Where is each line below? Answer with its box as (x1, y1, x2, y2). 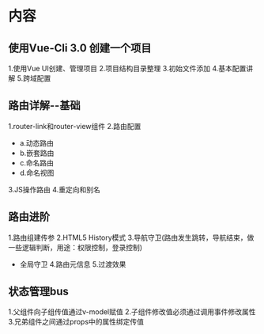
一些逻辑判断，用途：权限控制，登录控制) (8, 242, 143, 252)
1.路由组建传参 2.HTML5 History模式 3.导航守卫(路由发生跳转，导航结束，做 (8, 233, 255, 242)
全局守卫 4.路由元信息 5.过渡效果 (19, 259, 126, 269)
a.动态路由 (19, 138, 54, 147)
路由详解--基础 (8, 99, 81, 112)
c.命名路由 (19, 158, 54, 167)
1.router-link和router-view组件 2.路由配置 (8, 121, 141, 131)
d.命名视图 (19, 168, 55, 177)
